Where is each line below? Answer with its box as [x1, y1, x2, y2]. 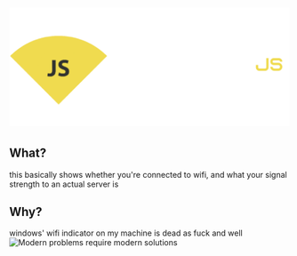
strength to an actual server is [9, 179, 119, 189]
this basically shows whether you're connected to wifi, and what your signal [9, 169, 287, 180]
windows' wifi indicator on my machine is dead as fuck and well [9, 228, 243, 238]
